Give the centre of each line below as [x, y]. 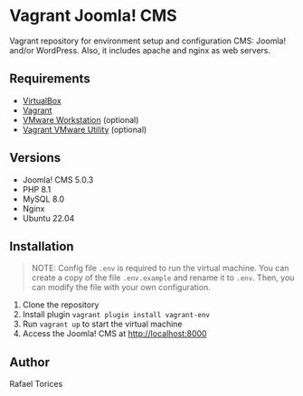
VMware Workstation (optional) [80, 119]
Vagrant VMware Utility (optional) [85, 129]
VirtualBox [42, 100]
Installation [42, 246]
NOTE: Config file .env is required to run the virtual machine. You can [160, 269]
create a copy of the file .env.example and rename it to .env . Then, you [163, 278]
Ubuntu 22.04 [48, 218]
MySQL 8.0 [43, 199]
